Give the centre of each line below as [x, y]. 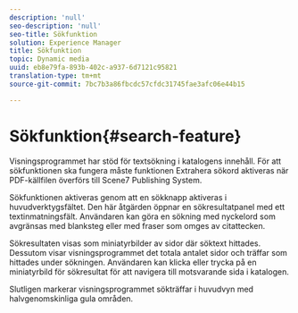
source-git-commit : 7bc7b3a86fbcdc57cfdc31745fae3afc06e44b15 [127, 84]
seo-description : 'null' [55, 26]
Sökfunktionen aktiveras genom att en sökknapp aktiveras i [118, 197]
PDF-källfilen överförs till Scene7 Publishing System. [106, 180]
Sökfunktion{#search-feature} [125, 136]
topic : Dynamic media [50, 59]
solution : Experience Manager [66, 42]
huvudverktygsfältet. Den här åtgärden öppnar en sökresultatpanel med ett [147, 207]
